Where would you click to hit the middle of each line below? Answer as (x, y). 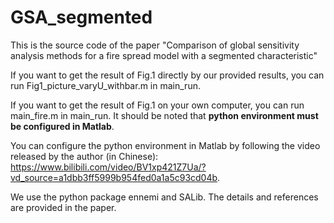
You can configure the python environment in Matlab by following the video (165, 145)
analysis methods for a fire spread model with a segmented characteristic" (164, 55)
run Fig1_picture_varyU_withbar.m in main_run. (105, 85)
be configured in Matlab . (62, 126)
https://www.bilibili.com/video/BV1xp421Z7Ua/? (108, 167)
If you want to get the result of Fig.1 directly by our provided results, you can (167, 75)
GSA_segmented (81, 17)
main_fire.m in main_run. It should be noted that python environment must (164, 115)
